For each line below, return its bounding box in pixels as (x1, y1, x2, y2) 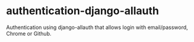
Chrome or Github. (6, 30, 52, 37)
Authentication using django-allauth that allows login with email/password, (6, 24, 188, 31)
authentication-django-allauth (6, 4, 159, 18)
